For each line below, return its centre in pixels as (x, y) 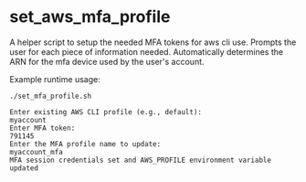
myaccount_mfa (37, 152)
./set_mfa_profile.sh (51, 96)
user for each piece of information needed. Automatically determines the (147, 51)
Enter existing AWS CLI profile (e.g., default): (106, 112)
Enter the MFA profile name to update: (85, 144)
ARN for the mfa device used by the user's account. (107, 61)
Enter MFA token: (42, 128)
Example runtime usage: (55, 79)
